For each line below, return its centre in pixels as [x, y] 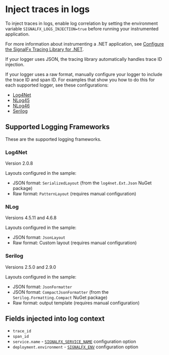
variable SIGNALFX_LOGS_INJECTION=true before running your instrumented [82, 28]
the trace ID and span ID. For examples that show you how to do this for [80, 80]
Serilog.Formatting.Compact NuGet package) [60, 297]
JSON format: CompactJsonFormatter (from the [61, 292]
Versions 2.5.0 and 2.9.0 [31, 267]
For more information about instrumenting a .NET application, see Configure [84, 44]
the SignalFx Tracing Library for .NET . [45, 49]
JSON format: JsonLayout [39, 238]
